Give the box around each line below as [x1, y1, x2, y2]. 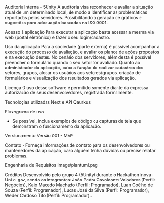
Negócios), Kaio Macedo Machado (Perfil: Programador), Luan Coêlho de [5, 182, 153, 188]
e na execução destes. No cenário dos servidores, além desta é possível [5, 54, 152, 60]
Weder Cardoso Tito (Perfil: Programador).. [5, 193, 92, 198]
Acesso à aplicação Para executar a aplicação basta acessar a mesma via [5, 29, 154, 35]
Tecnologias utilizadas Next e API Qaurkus [5, 99, 91, 105]
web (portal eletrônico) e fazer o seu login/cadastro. [5, 34, 110, 40]
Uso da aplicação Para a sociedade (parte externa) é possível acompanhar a [5, 44, 160, 49]
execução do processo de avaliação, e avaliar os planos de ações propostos [5, 49, 159, 55]
